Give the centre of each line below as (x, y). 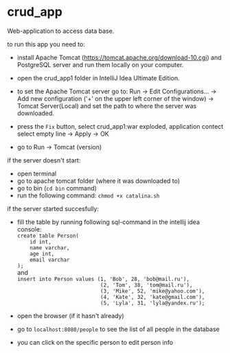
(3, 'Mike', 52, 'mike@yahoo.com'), (153, 291)
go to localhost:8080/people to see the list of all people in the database (118, 329)
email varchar (50, 260)
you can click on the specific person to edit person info (95, 342)
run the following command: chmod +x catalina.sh (88, 195)
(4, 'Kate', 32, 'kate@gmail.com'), (153, 297)
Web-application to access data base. (61, 31)
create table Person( (48, 236)
